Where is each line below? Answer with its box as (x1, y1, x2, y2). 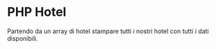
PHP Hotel (7, 4, 67, 20)
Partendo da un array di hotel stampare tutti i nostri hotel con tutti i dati (7, 27, 209, 35)
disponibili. (7, 34, 38, 42)
